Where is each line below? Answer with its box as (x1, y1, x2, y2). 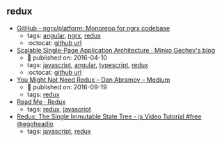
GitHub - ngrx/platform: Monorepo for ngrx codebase (16, 24, 171, 32)
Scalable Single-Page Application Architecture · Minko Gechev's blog (16, 46, 216, 54)
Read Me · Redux (16, 97, 66, 106)
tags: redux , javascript (26, 105, 91, 113)
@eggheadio (16, 119, 54, 127)
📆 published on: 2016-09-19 (26, 82, 107, 91)
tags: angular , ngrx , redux (26, 31, 102, 39)
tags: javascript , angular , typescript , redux (26, 60, 149, 69)
